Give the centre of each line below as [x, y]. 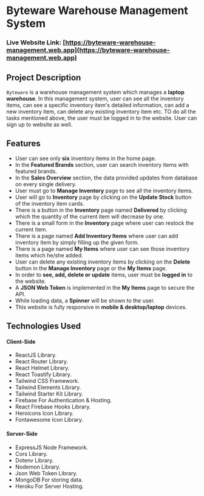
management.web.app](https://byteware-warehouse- [88, 51]
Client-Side [21, 341]
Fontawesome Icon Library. [49, 420]
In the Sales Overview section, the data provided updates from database [107, 178]
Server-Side [22, 433]
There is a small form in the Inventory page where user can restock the [104, 223]
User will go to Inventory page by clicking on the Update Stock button [103, 197]
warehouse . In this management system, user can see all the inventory [95, 99]
